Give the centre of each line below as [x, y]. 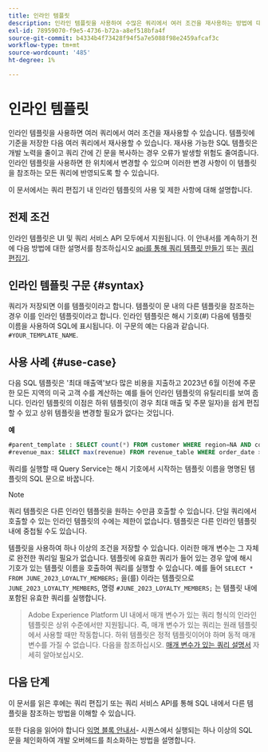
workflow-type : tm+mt [44, 46]
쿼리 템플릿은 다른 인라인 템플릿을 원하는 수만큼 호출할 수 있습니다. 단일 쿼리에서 [133, 511]
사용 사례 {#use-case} [63, 362]
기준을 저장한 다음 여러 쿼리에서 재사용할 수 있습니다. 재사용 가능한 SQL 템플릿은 [133, 142]
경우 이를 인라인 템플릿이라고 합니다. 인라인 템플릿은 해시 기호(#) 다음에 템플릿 [130, 316]
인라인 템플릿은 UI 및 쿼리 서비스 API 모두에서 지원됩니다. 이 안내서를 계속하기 [129, 238]
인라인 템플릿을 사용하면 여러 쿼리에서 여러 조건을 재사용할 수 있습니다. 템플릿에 [132, 133]
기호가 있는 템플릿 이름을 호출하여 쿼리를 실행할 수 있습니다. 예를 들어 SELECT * [131, 568]
